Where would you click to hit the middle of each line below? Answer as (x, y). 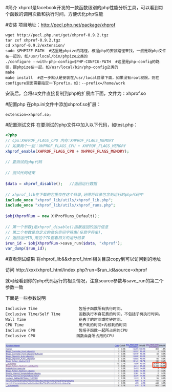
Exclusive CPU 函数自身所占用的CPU (60, 336)
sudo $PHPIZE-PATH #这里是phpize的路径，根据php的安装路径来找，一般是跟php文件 (86, 51)
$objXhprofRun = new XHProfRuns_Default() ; (52, 216)
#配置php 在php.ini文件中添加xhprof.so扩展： (53, 104)
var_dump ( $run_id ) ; (26, 249)
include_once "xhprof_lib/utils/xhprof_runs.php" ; (60, 205)
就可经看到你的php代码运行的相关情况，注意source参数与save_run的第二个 (84, 281)
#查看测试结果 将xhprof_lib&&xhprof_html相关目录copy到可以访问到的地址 (83, 259)
